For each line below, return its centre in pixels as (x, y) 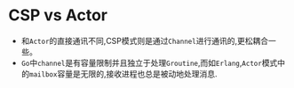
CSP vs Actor (58, 15)
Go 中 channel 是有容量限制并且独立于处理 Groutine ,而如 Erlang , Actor (142, 62)
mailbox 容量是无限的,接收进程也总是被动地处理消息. (123, 73)
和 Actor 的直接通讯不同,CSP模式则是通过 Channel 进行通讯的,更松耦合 (144, 40)
